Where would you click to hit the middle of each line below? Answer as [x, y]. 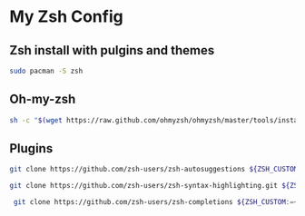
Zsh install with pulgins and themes [112, 50]
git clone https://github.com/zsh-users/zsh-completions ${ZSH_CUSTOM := [154, 202]
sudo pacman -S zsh [46, 71]
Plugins [31, 148]
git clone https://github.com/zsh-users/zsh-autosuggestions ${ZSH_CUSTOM [154, 170]
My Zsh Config [67, 17]
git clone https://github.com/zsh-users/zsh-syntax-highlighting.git [144, 186]
